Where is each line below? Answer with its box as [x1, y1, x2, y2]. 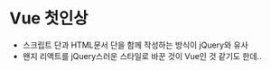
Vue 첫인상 [9, 8, 89, 29]
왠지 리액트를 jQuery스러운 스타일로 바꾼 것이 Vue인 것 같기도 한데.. [22, 50, 262, 61]
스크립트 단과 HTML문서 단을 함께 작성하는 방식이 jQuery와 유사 [22, 39, 248, 50]
